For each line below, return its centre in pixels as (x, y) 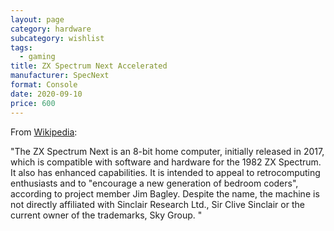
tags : (21, 47)
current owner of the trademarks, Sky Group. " (106, 215)
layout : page (37, 19)
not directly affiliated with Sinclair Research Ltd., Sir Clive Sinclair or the (157, 204)
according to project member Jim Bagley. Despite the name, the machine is (165, 193)
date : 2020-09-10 (46, 94)
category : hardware (51, 29)
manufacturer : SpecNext (60, 76)
